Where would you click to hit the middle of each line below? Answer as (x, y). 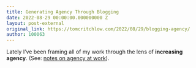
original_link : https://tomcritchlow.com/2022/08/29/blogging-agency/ (98, 29)
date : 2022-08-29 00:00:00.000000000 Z (57, 18)
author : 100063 (26, 35)
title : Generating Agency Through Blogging (63, 12)
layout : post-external (35, 23)
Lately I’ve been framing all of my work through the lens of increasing (95, 52)
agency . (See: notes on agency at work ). (58, 58)
